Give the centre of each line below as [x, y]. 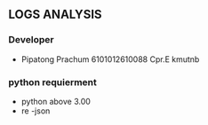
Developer [31, 40]
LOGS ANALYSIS [56, 15]
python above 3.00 [56, 101]
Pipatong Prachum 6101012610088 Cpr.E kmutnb [110, 59]
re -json [36, 111]
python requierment [52, 82]
